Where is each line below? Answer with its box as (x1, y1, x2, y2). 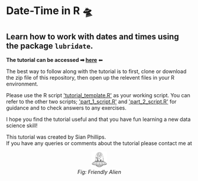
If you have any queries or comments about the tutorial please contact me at (6, 140, 192, 147)
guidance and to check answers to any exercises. (6, 104, 127, 111)
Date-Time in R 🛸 (6, 4, 93, 18)
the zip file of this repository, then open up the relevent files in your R (6, 74, 175, 81)
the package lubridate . (6, 41, 93, 51)
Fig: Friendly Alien (77, 168, 121, 175)
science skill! (6, 122, 38, 129)
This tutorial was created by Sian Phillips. (6, 133, 106, 140)
